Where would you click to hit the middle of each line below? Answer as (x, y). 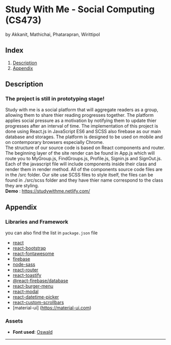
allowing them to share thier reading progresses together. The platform (80, 115)
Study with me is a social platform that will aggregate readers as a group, (82, 110)
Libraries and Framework (37, 221)
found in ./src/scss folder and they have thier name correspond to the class (84, 180)
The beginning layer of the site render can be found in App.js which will (80, 153)
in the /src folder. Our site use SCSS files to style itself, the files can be (79, 175)
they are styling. (22, 186)
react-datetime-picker (36, 297)
